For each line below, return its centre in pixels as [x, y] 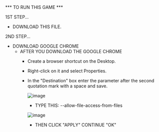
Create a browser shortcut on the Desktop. [72, 61]
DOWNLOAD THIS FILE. [37, 27]
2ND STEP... [18, 36]
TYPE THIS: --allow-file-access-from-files [79, 105]
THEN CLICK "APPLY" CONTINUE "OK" [76, 125]
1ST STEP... [17, 17]
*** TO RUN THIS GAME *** [34, 7]
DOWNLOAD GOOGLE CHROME [46, 46]
